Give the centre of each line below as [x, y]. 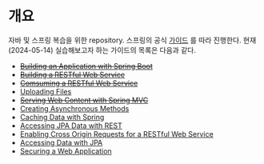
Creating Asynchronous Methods [74, 108]
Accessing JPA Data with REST [71, 126]
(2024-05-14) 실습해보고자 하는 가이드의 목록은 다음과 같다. [102, 50]
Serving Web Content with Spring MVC [84, 100]
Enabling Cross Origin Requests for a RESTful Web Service [116, 134]
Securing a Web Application [66, 151]
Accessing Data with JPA [61, 142]
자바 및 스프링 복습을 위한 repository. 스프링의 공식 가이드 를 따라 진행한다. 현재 [132, 40]
